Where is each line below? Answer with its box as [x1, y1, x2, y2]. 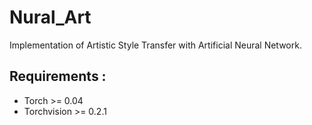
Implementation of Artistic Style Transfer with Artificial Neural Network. [9, 39, 302, 51]
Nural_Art [9, 6, 92, 29]
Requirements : [9, 68, 107, 85]
